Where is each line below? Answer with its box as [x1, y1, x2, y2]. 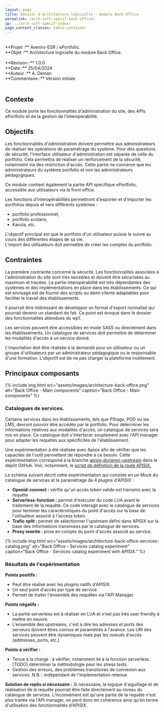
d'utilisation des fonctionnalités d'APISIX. [5, 702, 88, 708]
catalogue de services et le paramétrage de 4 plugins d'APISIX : [5, 477, 134, 483]
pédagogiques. [5, 172, 36, 178]
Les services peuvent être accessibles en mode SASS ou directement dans [5, 324, 157, 330]
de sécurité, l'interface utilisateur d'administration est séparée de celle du [5, 151, 154, 157]
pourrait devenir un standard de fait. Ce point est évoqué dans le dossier [5, 310, 152, 315]
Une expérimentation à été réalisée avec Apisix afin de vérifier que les [5, 446, 146, 453]
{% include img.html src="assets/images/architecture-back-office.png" [5, 382, 149, 388]
